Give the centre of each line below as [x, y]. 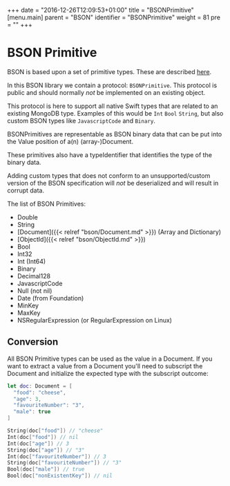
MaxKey [29, 313]
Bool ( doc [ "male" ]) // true [46, 469]
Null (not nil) [35, 291]
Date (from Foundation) [50, 298]
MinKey [28, 305]
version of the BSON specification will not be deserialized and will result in [113, 183]
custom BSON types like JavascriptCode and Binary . [81, 120]
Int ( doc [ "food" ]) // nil [43, 437]
